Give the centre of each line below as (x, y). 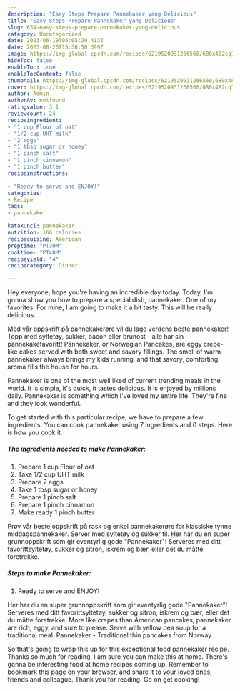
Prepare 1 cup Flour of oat (56, 467)
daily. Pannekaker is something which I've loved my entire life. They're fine (117, 396)
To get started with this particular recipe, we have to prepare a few (105, 417)
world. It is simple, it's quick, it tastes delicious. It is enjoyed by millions (112, 388)
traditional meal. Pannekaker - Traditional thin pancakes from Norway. (110, 635)
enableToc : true (31, 67)
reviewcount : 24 (31, 114)
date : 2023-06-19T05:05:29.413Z (55, 41)
